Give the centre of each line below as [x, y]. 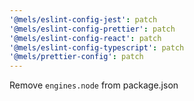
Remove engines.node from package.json [94, 85]
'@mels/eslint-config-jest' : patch [83, 19]
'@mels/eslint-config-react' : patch [85, 38]
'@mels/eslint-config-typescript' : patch [97, 47]
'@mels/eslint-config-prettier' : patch [92, 29]
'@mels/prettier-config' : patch [76, 57]
